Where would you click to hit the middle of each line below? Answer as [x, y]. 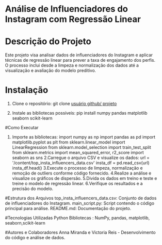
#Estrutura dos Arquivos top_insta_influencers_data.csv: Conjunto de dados [81, 198]
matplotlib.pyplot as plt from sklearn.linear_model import [68, 142]
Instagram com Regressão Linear [73, 19]
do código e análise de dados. [35, 238]
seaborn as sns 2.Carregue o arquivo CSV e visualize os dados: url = [81, 158]
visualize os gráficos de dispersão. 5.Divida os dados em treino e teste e [84, 178]
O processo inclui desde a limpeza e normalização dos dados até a [72, 65]
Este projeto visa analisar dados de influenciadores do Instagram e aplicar [79, 55]
